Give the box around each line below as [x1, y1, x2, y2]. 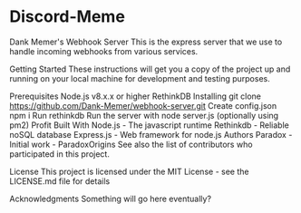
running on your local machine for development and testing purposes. [9, 73, 270, 83]
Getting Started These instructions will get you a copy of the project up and [9, 63, 291, 74]
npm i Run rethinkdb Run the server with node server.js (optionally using [9, 110, 279, 121]
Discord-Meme [9, 6, 125, 27]
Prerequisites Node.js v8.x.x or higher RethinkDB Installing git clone [9, 91, 261, 102]
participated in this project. [9, 148, 111, 160]
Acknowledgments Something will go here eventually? [9, 193, 211, 204]
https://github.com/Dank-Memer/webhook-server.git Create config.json [9, 100, 277, 111]
